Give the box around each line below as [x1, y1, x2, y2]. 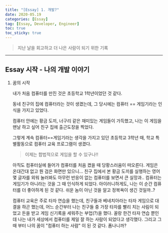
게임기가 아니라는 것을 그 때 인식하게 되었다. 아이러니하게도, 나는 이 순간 [12, 181, 152, 187]
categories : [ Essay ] [5, 16, 48, 21]
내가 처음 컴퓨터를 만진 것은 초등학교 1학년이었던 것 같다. [12, 90, 122, 96]
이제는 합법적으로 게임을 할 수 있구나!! [24, 151, 98, 157]
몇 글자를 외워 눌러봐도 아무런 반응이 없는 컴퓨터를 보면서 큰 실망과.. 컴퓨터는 [12, 174, 162, 180]
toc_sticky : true [5, 30, 41, 35]
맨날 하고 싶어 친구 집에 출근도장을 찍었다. [12, 124, 94, 130]
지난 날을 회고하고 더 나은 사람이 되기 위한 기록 [17, 45, 108, 50]
